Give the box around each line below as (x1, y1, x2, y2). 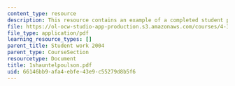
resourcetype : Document (7, 55, 77, 62)
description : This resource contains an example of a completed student (7, 17, 224, 24)
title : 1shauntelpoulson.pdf (7, 62, 92, 69)
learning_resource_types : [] (7, 36, 92, 43)
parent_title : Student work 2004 (7, 42, 105, 49)
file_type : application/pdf (7, 29, 90, 37)
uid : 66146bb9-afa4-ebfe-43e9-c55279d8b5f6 (7, 68, 136, 75)
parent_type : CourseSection (7, 49, 90, 56)
